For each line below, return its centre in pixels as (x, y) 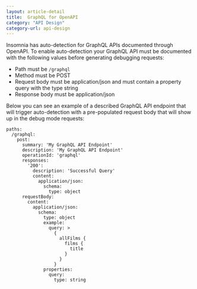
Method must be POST (43, 75)
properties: (58, 270)
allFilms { (72, 239)
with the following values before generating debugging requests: (85, 58)
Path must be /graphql (42, 69)
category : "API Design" (36, 23)
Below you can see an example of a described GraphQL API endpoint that (96, 106)
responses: (35, 161)
